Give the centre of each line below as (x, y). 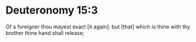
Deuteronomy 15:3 (52, 10)
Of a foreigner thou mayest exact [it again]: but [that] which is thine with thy (98, 27)
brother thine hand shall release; (45, 33)
